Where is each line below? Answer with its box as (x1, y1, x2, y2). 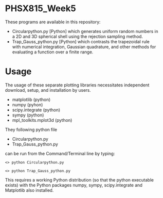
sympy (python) (12, 112, 44, 118)
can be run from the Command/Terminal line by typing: (5, 150, 115, 156)
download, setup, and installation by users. (5, 87, 91, 93)
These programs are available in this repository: (5, 19, 101, 25)
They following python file (5, 127, 57, 132)
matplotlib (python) (12, 97, 51, 102)
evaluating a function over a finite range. (12, 49, 93, 55)
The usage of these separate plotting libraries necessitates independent (5, 82, 150, 88)
